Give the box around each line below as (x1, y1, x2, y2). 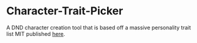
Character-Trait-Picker (6, 4, 123, 18)
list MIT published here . (6, 30, 66, 37)
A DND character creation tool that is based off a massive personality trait (6, 24, 192, 31)
